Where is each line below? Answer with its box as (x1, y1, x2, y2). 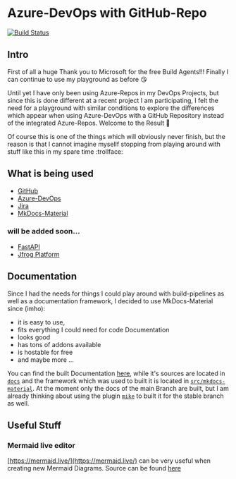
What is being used (7, 168, 94, 180)
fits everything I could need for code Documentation (17, 325, 170, 334)
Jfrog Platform (17, 250, 60, 258)
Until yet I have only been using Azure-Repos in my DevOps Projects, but (7, 88, 220, 97)
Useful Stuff (7, 420, 62, 432)
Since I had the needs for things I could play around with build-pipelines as (7, 289, 225, 298)
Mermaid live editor (7, 440, 75, 450)
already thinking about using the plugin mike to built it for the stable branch (7, 392, 224, 400)
